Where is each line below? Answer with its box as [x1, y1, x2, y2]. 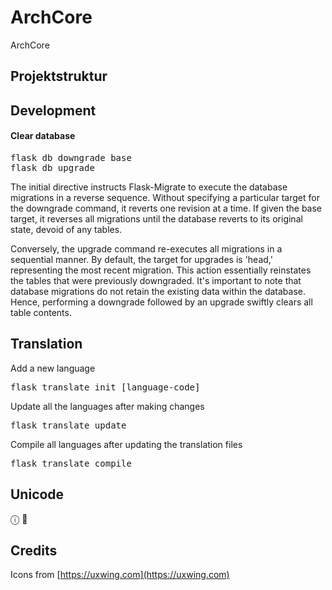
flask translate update [10, 419, 127, 431]
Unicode [10, 486, 65, 503]
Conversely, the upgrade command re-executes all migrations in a [10, 242, 283, 255]
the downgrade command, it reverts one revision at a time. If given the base [10, 202, 323, 214]
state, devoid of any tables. [10, 223, 123, 235]
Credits [10, 542, 58, 559]
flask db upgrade [10, 162, 95, 173]
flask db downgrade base [10, 152, 132, 163]
